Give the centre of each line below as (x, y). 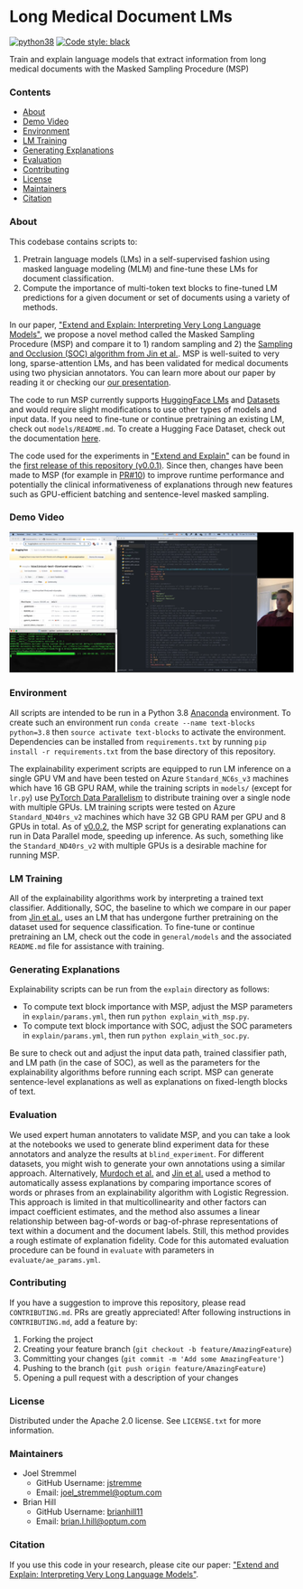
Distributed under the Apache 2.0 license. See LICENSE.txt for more (135, 1421)
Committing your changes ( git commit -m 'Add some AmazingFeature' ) (153, 1359)
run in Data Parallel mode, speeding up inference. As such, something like (147, 836)
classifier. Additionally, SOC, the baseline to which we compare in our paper (150, 907)
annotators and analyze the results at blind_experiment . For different (137, 1153)
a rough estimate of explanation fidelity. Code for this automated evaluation (149, 1240)
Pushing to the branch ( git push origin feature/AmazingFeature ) (144, 1368)
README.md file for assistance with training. (87, 945)
